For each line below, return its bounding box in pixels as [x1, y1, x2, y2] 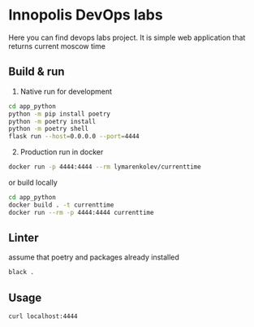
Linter [8, 231, 39, 245]
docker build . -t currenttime [8, 201, 114, 209]
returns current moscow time [8, 41, 105, 50]
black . [8, 268, 35, 277]
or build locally [8, 177, 58, 187]
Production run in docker [19, 147, 104, 157]
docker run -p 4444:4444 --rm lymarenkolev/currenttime [8, 163, 201, 172]
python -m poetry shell [8, 124, 89, 133]
